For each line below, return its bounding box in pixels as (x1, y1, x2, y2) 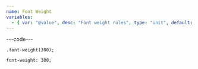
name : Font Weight (6, 8, 52, 15)
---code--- (6, 36, 33, 43)
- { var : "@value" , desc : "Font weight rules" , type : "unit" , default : (11, 19, 193, 25)
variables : (6, 14, 33, 20)
